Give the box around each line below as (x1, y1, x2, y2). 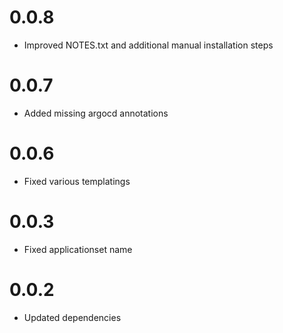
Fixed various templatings (23, 175, 131, 187)
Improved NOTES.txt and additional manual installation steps (23, 39, 274, 51)
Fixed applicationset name (23, 243, 133, 255)
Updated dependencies (23, 311, 122, 323)
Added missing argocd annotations (23, 107, 169, 119)
